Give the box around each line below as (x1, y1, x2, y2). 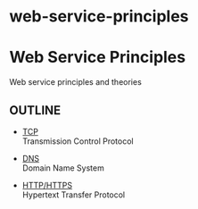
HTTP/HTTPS (21, 180, 73, 190)
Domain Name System (21, 163, 104, 173)
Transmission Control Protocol (21, 136, 134, 146)
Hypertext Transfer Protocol (21, 189, 126, 200)
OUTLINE (9, 103, 62, 118)
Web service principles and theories (9, 77, 143, 88)
